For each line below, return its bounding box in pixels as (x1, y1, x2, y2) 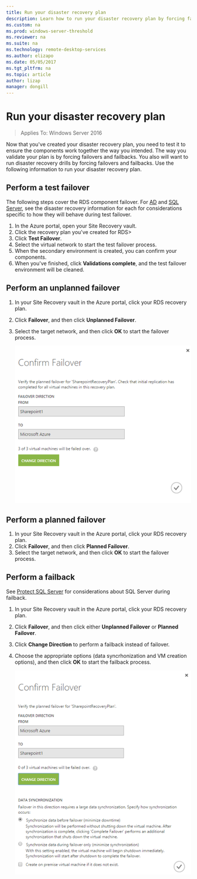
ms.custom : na (6, 22, 41, 28)
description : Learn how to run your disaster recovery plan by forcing (6, 15, 185, 22)
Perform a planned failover (6, 514, 106, 524)
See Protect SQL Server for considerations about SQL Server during (6, 588, 170, 595)
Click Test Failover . (14, 235, 62, 242)
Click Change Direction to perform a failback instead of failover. (14, 641, 170, 648)
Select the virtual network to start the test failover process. (14, 241, 157, 248)
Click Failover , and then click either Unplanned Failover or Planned (14, 623, 179, 630)
